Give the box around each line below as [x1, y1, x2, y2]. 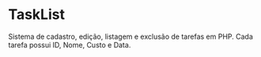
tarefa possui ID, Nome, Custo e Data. [8, 40, 131, 49]
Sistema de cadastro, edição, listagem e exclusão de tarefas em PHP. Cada [8, 32, 253, 41]
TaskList [8, 6, 66, 24]
